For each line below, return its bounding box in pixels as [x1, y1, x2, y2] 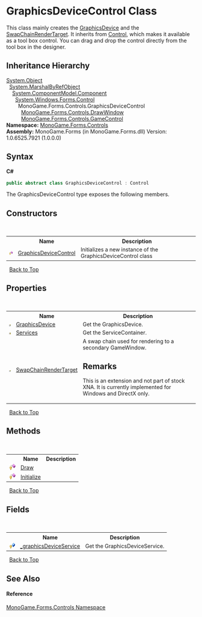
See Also [6, 573, 40, 584]
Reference [6, 591, 33, 598]
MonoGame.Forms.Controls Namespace [6, 603, 106, 611]
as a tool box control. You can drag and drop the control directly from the [6, 37, 188, 44]
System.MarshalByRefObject [8, 83, 81, 90]
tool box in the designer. [6, 43, 66, 51]
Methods [6, 426, 41, 437]
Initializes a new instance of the [80, 246, 158, 253]
